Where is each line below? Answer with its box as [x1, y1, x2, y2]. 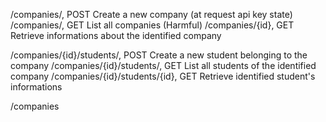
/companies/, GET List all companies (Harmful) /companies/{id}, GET [10, 19, 295, 31]
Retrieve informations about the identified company [10, 30, 222, 41]
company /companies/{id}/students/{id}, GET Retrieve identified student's [10, 70, 316, 82]
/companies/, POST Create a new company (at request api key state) [10, 9, 293, 20]
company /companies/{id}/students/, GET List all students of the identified [10, 60, 317, 71]
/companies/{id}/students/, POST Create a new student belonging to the [10, 49, 308, 61]
